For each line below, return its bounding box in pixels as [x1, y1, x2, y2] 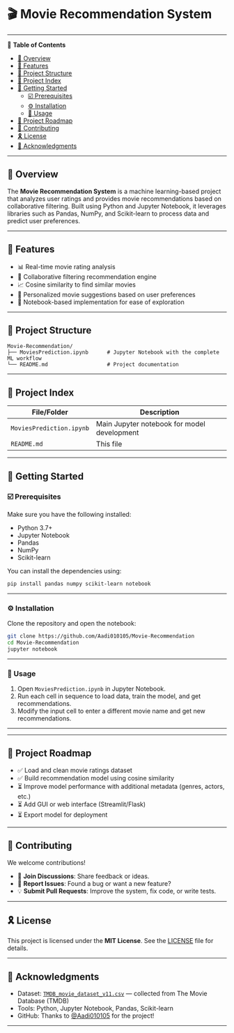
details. [7, 944, 29, 953]
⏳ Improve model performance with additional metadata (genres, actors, [17, 782, 225, 790]
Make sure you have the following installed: [7, 510, 132, 518]
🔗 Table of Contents [7, 40, 66, 49]
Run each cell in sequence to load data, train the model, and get [17, 692, 201, 700]
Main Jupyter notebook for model [96, 419, 205, 429]
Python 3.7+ [17, 523, 53, 531]
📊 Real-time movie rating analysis [17, 262, 116, 271]
